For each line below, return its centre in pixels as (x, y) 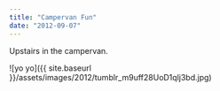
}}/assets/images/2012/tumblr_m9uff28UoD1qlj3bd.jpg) (110, 77)
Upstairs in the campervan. (59, 50)
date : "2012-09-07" (45, 26)
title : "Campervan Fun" (53, 17)
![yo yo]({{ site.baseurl (50, 68)
